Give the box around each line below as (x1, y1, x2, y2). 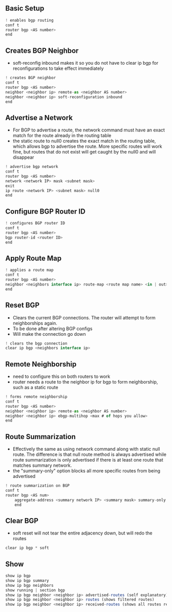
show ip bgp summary (5, 578, 50, 583)
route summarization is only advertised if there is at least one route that (12, 457, 164, 463)
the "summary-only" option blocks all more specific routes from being (12, 468, 160, 474)
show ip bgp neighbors (5, 583, 54, 588)
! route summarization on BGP (5, 483, 70, 488)
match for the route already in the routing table (12, 132, 112, 139)
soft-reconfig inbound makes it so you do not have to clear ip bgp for (12, 60, 159, 66)
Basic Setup (5, 4, 45, 13)
